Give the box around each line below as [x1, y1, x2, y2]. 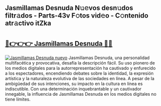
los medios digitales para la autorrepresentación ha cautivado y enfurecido [5, 65, 156, 71]
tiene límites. [5, 96, 31, 102]
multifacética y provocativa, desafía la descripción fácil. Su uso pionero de [5, 60, 155, 65]
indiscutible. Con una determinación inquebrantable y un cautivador [5, 86, 141, 92]
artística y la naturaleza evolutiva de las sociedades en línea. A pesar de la [5, 76, 155, 81]
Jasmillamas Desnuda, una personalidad [68, 55, 150, 61]
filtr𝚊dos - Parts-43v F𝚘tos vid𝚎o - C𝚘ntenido [5, 12, 149, 20]
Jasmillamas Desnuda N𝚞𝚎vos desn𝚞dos [5, 4, 133, 12]
